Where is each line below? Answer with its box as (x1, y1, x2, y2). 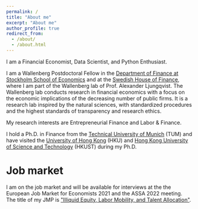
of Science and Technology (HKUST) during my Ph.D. (6, 143, 137, 150)
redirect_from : (6, 31, 44, 37)
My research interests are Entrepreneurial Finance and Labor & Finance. (6, 119, 182, 126)
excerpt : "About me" (6, 20, 58, 26)
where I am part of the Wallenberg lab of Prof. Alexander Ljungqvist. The (6, 82, 183, 89)
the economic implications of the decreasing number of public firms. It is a (6, 94, 188, 102)
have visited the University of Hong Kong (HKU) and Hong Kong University (6, 137, 189, 144)
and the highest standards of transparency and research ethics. (6, 107, 162, 115)
